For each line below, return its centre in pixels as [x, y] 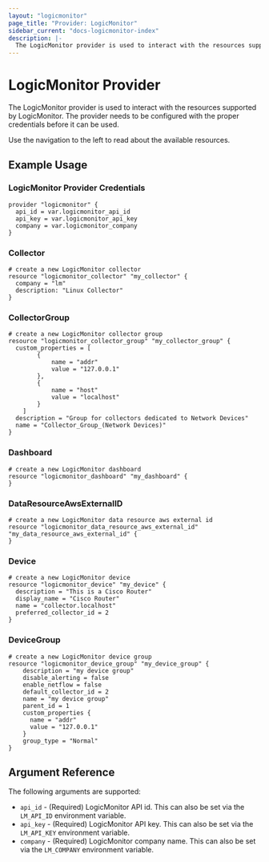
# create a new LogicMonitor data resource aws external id [111, 520]
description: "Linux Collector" [70, 291]
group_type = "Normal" [60, 741]
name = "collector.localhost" [66, 606]
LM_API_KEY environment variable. [75, 833]
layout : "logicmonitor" [48, 16]
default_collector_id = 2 [66, 692]
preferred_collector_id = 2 [62, 613]
